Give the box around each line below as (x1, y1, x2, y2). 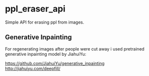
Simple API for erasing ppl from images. (5, 19, 85, 25)
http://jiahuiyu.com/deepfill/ (5, 65, 60, 71)
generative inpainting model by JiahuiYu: (5, 51, 86, 57)
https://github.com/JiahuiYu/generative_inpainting (5, 60, 105, 66)
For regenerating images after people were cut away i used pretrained (5, 46, 145, 51)
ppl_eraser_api (5, 3, 66, 14)
